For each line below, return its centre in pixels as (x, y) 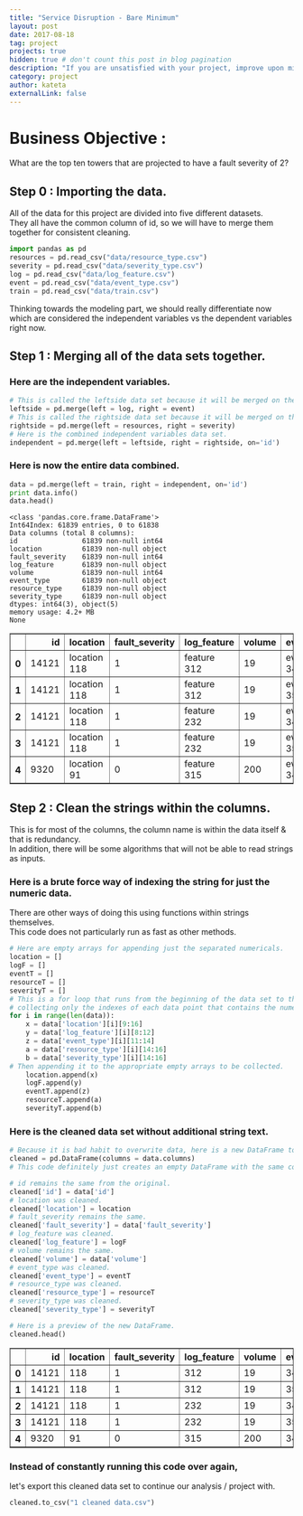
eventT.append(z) (58, 1092)
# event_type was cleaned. (60, 1267)
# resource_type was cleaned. (66, 1285)
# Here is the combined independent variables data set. (119, 434)
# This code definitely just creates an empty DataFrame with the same (147, 1167)
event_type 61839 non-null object (88, 581)
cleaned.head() (38, 1334)
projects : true (38, 52)
